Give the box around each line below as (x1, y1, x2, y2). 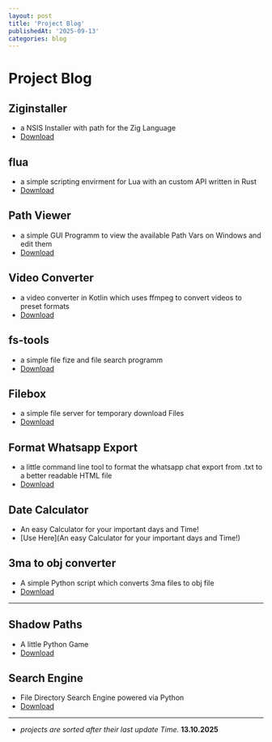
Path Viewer (8, 208, 71, 223)
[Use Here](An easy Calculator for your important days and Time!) (19, 533, 241, 543)
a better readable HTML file (19, 471, 113, 481)
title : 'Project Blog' (8, 19, 85, 28)
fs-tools (8, 333, 50, 347)
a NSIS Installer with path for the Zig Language (19, 123, 176, 133)
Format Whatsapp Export (8, 440, 138, 454)
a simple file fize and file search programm (19, 354, 164, 365)
